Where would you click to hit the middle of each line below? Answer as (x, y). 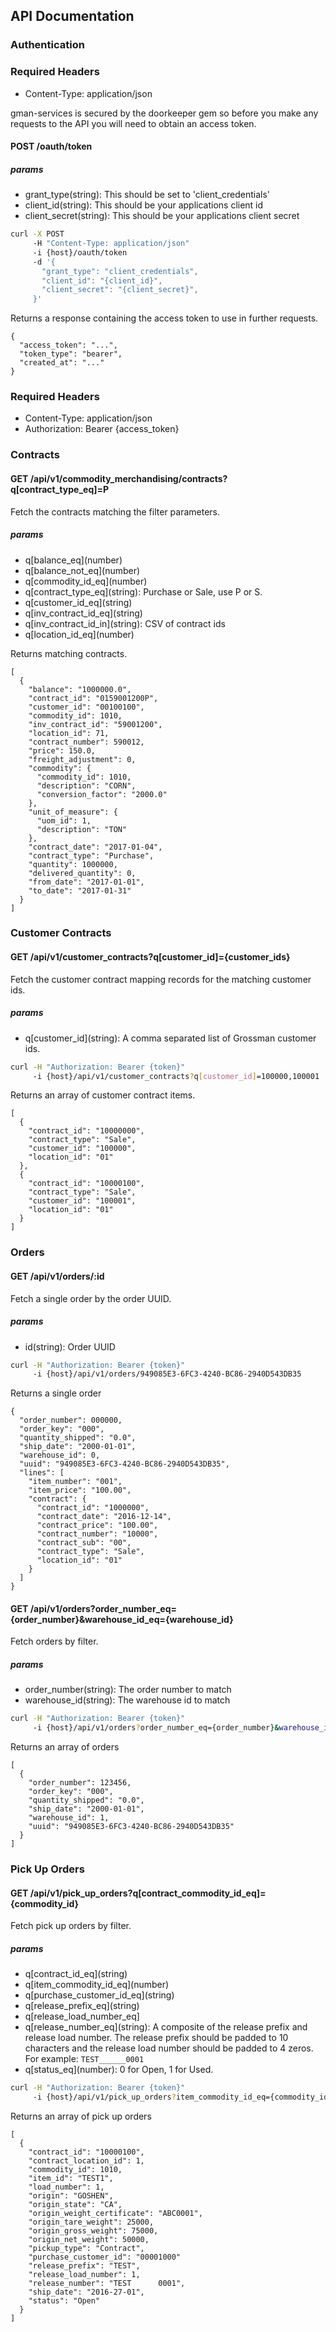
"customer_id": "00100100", (86, 707)
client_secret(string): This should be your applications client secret (162, 216)
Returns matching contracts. (69, 653)
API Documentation (72, 16)
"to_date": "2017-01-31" (80, 890)
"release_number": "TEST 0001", (107, 2284)
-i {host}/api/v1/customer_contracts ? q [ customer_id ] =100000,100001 (176, 1076)
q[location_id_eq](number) (79, 634)
